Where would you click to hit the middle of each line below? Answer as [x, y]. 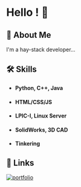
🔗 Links [20, 163]
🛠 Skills [22, 69]
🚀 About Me [29, 35]
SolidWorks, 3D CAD [41, 130]
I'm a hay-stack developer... [41, 49]
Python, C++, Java [39, 88]
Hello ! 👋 [28, 12]
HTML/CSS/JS [34, 102]
